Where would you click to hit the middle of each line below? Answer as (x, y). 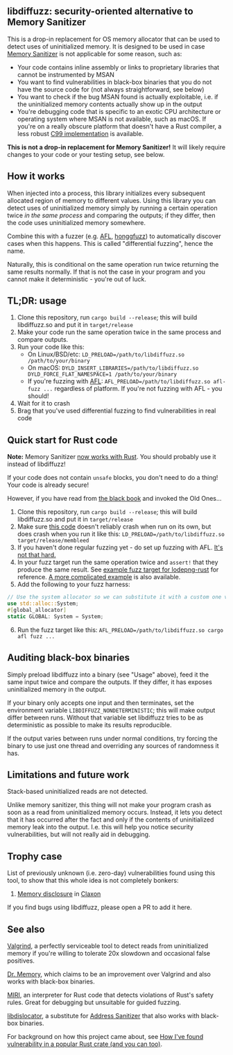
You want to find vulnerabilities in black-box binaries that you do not (114, 82)
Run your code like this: (51, 347)
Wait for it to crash (44, 404)
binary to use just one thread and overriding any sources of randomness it (113, 745)
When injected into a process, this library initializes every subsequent (106, 193)
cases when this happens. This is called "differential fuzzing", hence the (110, 243)
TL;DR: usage (37, 301)
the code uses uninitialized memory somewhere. (77, 222)
